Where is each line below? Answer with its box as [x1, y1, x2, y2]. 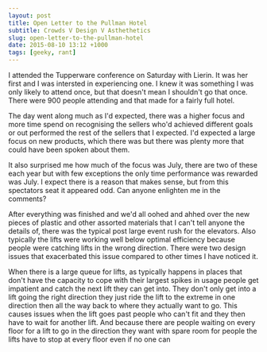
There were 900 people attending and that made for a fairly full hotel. [8, 96, 235, 105]
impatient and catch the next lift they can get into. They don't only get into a [8, 284, 257, 293]
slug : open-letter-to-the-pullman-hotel [8, 33, 145, 42]
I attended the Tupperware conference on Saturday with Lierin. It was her [8, 71, 249, 79]
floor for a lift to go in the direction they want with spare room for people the [8, 327, 257, 335]
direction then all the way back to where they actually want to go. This [8, 301, 238, 310]
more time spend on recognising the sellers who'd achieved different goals [8, 120, 253, 129]
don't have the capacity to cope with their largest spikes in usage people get [8, 276, 259, 284]
